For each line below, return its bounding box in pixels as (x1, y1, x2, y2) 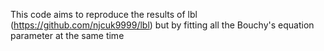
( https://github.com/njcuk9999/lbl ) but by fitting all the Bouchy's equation (10, 19, 315, 31)
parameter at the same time (10, 30, 125, 41)
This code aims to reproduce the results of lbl (10, 9, 198, 20)
